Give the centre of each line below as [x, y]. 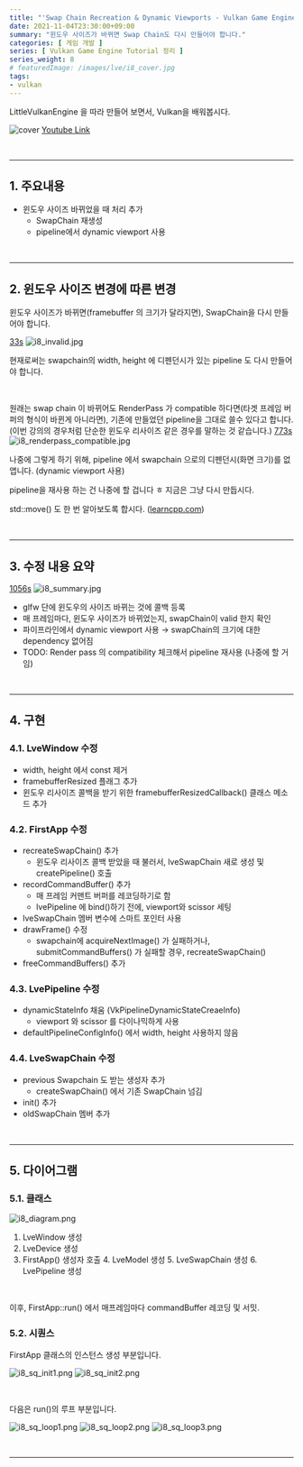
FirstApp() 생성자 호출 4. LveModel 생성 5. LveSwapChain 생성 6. [140, 1260]
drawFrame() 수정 [55, 930]
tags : [19, 77]
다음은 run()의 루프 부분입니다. [63, 1408]
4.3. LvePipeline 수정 [55, 988]
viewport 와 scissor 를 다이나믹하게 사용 [107, 1022]
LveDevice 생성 [50, 1249]
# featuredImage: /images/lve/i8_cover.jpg [92, 69]
